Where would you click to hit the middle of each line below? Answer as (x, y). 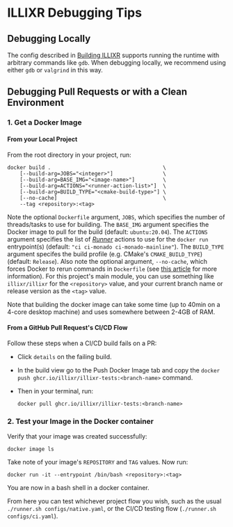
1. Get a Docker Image (45, 123)
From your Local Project (42, 139)
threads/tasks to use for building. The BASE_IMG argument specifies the (108, 224)
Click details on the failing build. (65, 356)
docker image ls (31, 449)
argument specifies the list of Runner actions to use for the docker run (108, 239)
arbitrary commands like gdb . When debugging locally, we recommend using (116, 63)
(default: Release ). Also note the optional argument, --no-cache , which (107, 261)
